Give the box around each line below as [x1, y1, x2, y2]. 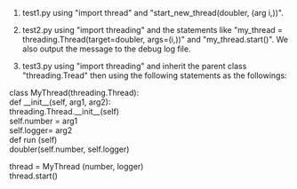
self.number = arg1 [9, 115, 78, 126]
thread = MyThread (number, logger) [9, 161, 144, 171]
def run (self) [9, 135, 58, 145]
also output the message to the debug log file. [21, 43, 191, 54]
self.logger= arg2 [9, 125, 73, 136]
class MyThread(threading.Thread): [9, 88, 140, 98]
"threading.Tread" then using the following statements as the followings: [21, 70, 287, 81]
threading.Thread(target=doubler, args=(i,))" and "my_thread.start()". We [21, 35, 289, 44]
